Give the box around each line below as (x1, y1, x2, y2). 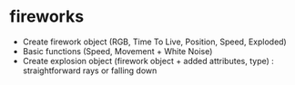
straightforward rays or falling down (22, 65, 158, 76)
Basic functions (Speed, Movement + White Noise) (22, 45, 213, 56)
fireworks (9, 6, 85, 27)
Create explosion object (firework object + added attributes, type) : (22, 55, 275, 66)
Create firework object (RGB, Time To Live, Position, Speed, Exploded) (22, 36, 287, 47)
